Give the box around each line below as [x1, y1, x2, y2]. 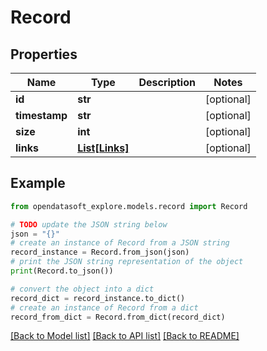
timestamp [15, 109, 68, 122]
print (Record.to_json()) [10, 266, 114, 276]
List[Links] [77, 141, 130, 155]
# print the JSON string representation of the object [10, 257, 244, 267]
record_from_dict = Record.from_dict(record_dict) [10, 312, 226, 322]
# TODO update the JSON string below [10, 219, 168, 230]
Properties [10, 46, 78, 63]
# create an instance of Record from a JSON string [10, 238, 230, 248]
